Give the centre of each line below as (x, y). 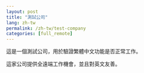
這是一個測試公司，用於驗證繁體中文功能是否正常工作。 (73, 52)
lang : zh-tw (21, 23)
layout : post (22, 12)
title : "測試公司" (27, 17)
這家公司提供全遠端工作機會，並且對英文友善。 (63, 64)
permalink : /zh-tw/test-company (46, 28)
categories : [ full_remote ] (39, 34)
